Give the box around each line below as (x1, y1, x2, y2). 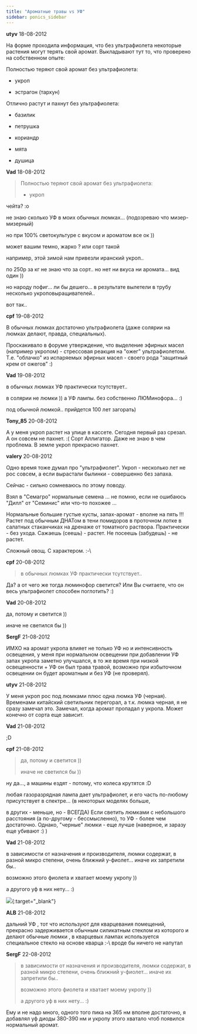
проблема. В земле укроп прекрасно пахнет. (6, 441, 119, 448)
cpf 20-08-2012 (6, 558, 45, 566)
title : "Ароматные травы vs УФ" (6, 8, 85, 15)
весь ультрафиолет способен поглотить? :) (6, 587, 114, 594)
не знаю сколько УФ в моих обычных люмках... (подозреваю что (6, 214, 169, 221)
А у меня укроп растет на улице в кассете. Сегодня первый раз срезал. (6, 428, 186, 435)
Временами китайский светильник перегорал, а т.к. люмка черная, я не (6, 699, 188, 706)
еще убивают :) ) (6, 827, 48, 834)
